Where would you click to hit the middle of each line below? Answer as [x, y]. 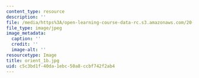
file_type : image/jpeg [34, 28]
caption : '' [26, 39]
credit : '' [25, 45]
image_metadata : [26, 33]
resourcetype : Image [32, 55]
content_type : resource [36, 11]
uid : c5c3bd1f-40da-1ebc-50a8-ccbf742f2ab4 [61, 66]
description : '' [26, 17]
